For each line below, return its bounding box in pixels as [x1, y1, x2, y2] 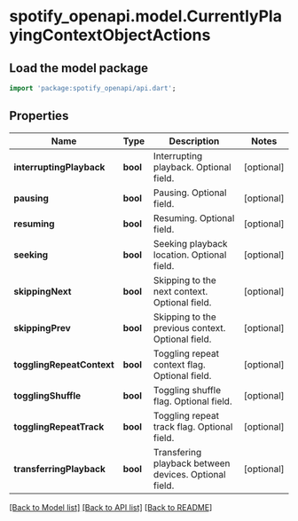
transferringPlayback [13, 462, 106, 475]
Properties [9, 108, 69, 123]
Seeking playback [153, 237, 228, 249]
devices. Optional [153, 468, 226, 480]
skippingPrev [13, 321, 71, 334]
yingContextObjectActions [9, 25, 211, 45]
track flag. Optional [153, 420, 233, 432]
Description [169, 135, 220, 147]
